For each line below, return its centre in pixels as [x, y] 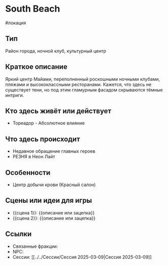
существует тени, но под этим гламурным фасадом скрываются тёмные [84, 90]
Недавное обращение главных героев [54, 151]
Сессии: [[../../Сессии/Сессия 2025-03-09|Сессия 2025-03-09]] [82, 257]
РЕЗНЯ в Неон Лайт [34, 157]
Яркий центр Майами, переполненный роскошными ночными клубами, [83, 79]
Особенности [28, 172]
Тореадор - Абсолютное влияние [49, 123]
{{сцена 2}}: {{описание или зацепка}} [54, 218]
